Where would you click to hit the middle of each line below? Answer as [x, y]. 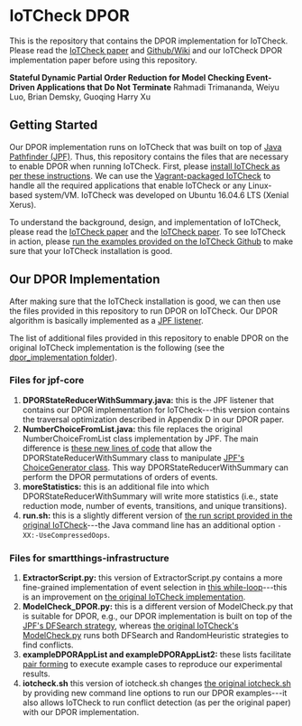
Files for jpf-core [47, 381]
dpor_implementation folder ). [63, 357]
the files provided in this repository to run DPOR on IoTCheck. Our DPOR [143, 311]
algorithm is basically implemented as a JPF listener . [107, 320]
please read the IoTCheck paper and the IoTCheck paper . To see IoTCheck [147, 231]
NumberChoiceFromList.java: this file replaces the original [133, 429]
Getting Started [54, 125]
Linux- [260, 185]
